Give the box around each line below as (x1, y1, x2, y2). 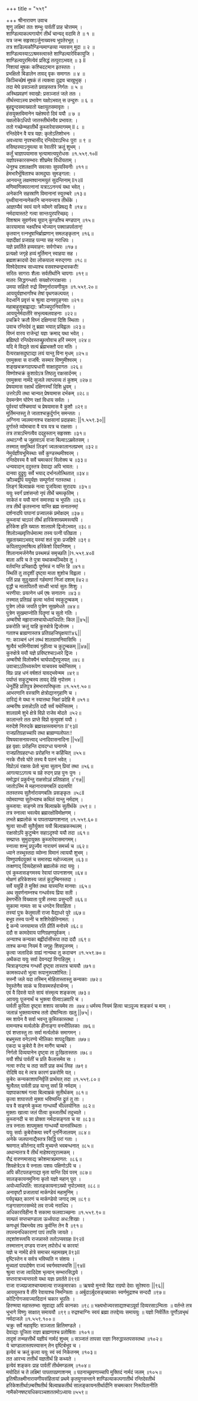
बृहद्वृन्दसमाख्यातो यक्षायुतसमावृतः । (6, 104, 70, 110)
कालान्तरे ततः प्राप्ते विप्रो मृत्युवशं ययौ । (6, 716, 77, 723)
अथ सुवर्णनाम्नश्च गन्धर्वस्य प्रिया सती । (6, 889, 78, 896)
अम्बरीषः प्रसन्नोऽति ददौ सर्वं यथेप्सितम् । (6, 703, 79, 710)
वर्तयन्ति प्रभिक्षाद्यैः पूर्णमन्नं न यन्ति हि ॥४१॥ (6, 563, 85, 570)
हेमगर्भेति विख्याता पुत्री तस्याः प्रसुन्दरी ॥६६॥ (6, 896, 87, 903)
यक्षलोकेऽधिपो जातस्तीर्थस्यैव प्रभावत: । (6, 117, 78, 124)
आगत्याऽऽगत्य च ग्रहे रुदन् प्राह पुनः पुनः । (6, 769, 82, 776)
